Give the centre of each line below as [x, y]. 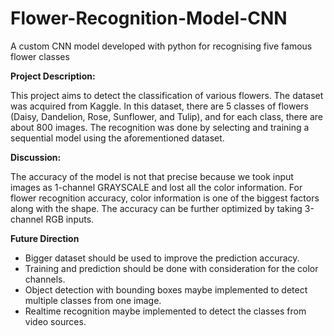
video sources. [55, 321]
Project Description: [53, 76]
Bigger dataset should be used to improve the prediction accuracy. [162, 258]
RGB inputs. [70, 219]
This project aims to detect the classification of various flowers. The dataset [167, 95]
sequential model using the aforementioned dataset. [117, 138]
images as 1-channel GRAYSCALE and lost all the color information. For [156, 187]
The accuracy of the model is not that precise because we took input [152, 176]
